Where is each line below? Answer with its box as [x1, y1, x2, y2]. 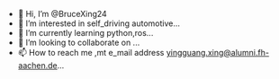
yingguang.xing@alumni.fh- [166, 48, 270, 57]
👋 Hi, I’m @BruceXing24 [17, 9, 108, 19]
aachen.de [17, 60, 58, 71]
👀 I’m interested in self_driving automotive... [17, 18, 181, 29]
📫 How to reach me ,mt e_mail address [17, 48, 165, 57]
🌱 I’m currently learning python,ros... [17, 28, 154, 38]
